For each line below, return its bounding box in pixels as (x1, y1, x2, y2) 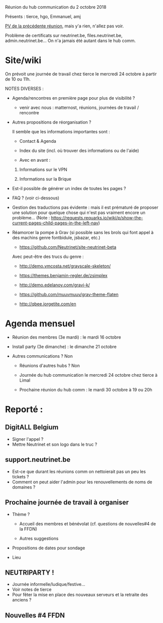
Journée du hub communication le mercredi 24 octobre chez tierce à (19, 372, 158, 378)
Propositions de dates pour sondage (12, 545, 85, 551)
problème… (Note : (12, 215, 50, 220)
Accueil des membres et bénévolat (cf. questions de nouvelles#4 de (19, 520, 156, 527)
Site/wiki (5, 55, 41, 66)
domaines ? (12, 484, 36, 490)
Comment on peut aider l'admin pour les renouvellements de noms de (12, 479, 152, 485)
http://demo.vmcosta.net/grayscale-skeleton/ (19, 263, 111, 269)
